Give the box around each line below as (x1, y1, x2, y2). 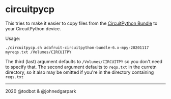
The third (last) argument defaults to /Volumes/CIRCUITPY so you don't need (5, 58, 163, 64)
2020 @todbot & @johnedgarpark (5, 88, 76, 94)
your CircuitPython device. (5, 25, 61, 31)
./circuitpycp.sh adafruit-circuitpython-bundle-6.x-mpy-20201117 (5, 45, 149, 50)
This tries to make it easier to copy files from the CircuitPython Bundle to (5, 20, 158, 26)
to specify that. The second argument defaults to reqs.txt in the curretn (5, 64, 157, 70)
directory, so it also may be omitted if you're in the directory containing (5, 69, 154, 75)
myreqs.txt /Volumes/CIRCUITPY (5, 49, 72, 55)
